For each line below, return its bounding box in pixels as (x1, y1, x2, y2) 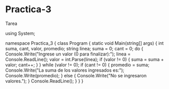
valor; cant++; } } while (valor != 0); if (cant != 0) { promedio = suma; (5, 62, 150, 68)
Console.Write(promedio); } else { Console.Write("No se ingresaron (5, 72, 147, 78)
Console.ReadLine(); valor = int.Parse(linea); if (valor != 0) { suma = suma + (5, 56, 164, 62)
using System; (5, 30, 36, 36)
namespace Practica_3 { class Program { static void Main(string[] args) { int (5, 40, 164, 46)
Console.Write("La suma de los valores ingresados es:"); (5, 67, 125, 73)
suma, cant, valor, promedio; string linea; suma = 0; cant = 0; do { (5, 45, 144, 51)
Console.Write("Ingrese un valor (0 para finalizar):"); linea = (5, 51, 131, 57)
